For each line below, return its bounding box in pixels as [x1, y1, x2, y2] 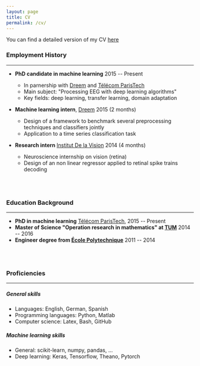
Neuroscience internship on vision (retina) [23, 153, 127, 160]
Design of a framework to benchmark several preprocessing [23, 117, 171, 124]
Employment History [6, 51, 67, 60]
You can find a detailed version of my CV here [6, 36, 119, 43]
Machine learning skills [6, 331, 65, 339]
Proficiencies [6, 269, 46, 277]
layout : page [6, 8, 39, 15]
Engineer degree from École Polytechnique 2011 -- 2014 [14, 236, 156, 243]
